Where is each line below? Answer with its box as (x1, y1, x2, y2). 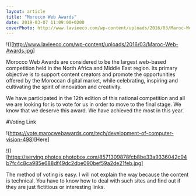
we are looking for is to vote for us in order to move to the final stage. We (6, 101, 182, 108)
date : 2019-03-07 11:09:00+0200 (6, 19, 85, 25)
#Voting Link (6, 118, 37, 126)
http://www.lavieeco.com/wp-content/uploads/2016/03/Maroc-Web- (13, 41, 179, 48)
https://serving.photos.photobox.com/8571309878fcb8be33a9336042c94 (8, 153, 187, 161)
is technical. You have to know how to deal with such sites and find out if (6, 177, 181, 184)
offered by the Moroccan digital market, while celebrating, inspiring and (6, 77, 178, 84)
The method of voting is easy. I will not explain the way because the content (6, 171, 189, 178)
